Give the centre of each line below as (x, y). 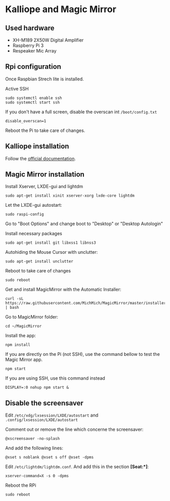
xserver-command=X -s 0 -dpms (37, 476)
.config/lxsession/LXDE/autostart (42, 420)
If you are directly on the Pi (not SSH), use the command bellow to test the (83, 354)
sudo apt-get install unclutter (39, 261)
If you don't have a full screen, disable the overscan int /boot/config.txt (81, 112)
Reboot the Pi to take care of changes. (45, 130)
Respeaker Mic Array (34, 51)
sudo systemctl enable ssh (34, 98)
